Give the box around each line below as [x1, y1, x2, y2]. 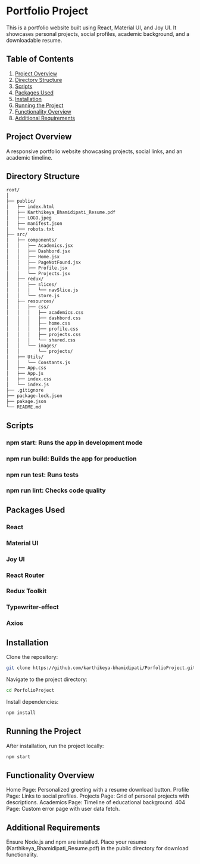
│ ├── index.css [6, 376, 52, 382]
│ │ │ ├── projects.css [6, 332, 82, 338]
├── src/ [6, 231, 28, 237]
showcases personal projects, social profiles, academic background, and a [6, 30, 190, 37]
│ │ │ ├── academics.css [6, 309, 84, 315]
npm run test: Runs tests [6, 471, 79, 479]
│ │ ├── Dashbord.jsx [6, 248, 70, 254]
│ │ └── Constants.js [6, 359, 70, 365]
